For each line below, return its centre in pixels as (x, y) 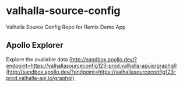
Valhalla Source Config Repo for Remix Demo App (66, 27)
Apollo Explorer (35, 45)
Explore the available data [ (39, 59)
